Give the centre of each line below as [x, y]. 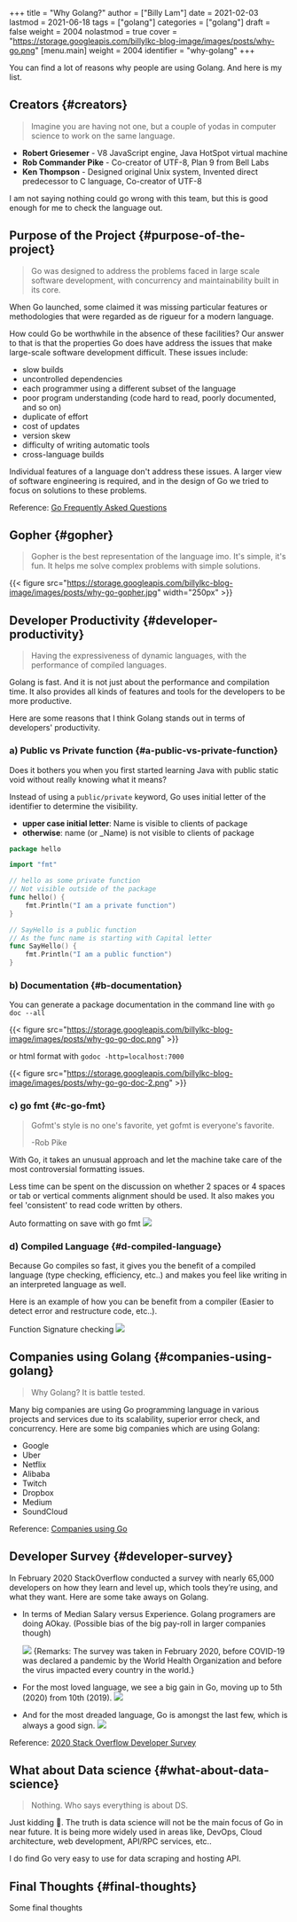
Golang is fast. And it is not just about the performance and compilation [140, 683]
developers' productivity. [55, 728]
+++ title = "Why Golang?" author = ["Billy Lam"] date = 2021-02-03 [134, 13]
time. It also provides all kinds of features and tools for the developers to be [147, 691]
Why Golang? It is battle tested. [88, 1392]
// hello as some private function [75, 881]
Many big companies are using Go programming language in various [134, 1410]
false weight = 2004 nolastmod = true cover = [94, 31]
